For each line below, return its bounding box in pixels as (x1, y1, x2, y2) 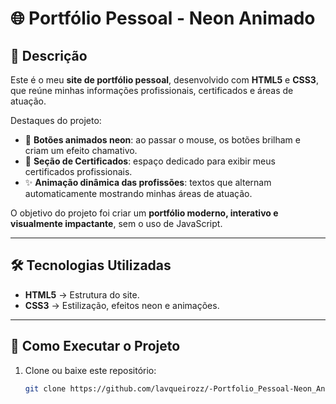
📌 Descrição (10, 47, 88, 64)
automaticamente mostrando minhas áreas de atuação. (24, 188, 253, 199)
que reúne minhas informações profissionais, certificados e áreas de (10, 85, 294, 96)
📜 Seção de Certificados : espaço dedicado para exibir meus (24, 155, 276, 167)
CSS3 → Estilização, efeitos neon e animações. (24, 299, 220, 311)
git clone (24, 383, 67, 394)
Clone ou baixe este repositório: (24, 364, 157, 376)
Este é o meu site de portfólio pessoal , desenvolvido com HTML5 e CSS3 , (10, 74, 319, 86)
